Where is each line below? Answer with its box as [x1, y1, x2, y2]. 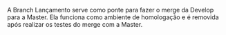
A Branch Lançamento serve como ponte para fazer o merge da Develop [7, 6, 214, 14]
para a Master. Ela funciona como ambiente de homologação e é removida [7, 13, 219, 21]
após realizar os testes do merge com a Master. [7, 21, 143, 28]
